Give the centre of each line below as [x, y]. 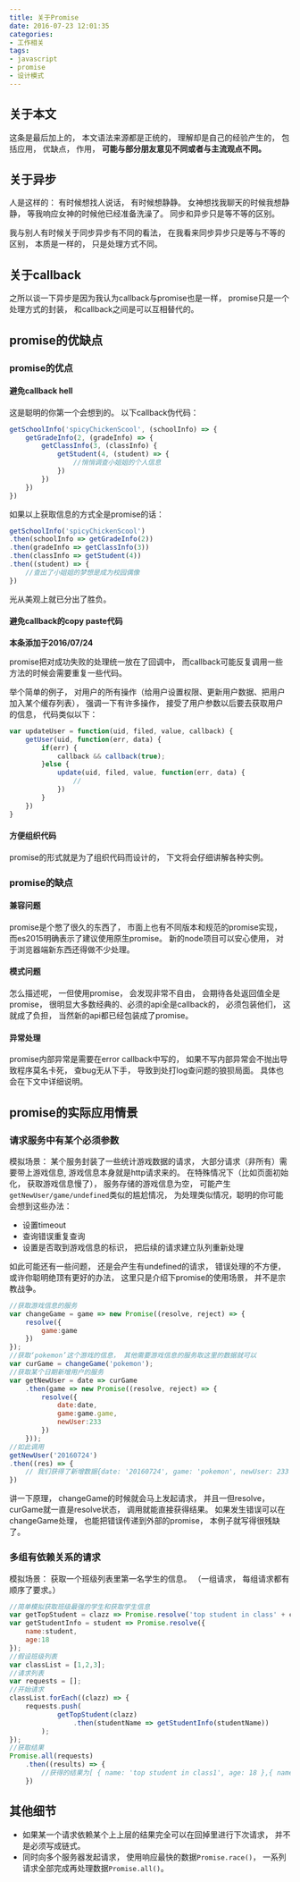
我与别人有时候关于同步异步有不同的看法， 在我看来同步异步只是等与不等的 [147, 232]
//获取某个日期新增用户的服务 [57, 1372]
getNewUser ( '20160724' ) [54, 1455]
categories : [31, 34]
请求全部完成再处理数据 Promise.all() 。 [95, 1868]
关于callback [46, 275]
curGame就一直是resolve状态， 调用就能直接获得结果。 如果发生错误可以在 [147, 1510]
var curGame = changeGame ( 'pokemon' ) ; [81, 1364]
